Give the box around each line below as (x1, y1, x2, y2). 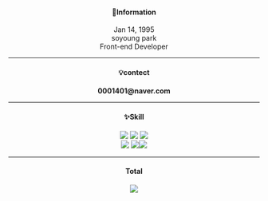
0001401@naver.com (97, 86, 171, 96)
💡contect (118, 67, 150, 77)
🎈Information (111, 7, 157, 17)
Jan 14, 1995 (113, 25, 155, 34)
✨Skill (123, 112, 145, 121)
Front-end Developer (99, 41, 169, 52)
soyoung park (111, 33, 157, 43)
